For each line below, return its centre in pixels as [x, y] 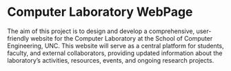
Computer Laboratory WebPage [100, 12]
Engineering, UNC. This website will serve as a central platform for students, [115, 45]
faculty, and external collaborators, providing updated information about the [115, 53]
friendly [18, 38]
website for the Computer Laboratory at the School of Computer [122, 38]
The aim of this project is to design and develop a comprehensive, [101, 31]
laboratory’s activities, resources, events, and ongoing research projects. [111, 60]
